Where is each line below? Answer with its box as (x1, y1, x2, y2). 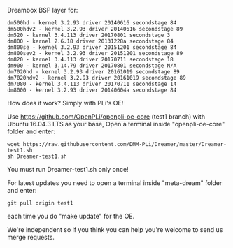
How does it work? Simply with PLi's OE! (7, 99, 124, 107)
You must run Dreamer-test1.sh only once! (7, 166, 129, 173)
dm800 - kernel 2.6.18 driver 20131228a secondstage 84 (7, 38, 174, 45)
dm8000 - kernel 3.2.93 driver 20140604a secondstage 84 (7, 87, 177, 94)
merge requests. (7, 233, 55, 241)
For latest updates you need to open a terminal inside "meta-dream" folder (7, 179, 223, 187)
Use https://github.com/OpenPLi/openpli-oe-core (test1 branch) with (7, 112, 205, 121)
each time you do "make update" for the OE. (7, 212, 135, 220)
